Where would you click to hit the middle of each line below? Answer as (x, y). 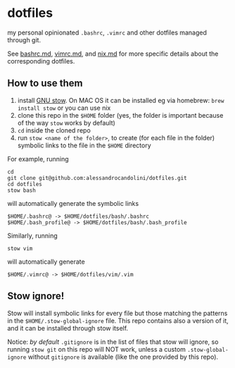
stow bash (22, 190)
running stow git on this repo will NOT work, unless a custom (97, 349)
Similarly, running (32, 235)
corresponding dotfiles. (41, 61)
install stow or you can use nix (64, 108)
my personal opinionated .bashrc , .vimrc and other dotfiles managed (107, 32)
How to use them (45, 84)
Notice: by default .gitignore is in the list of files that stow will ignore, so (113, 342)
